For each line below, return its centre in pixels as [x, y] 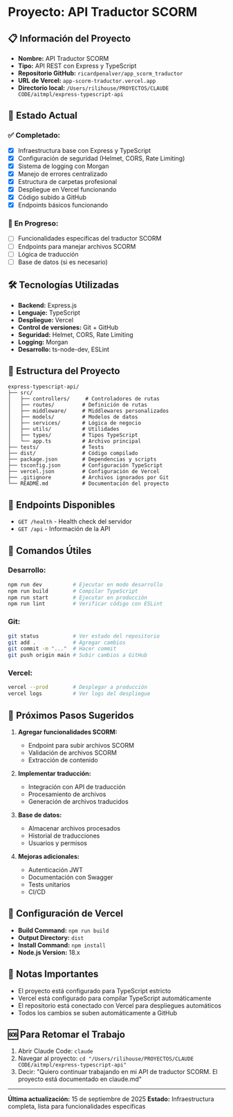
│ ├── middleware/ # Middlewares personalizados [88, 411]
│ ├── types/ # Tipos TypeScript [73, 435]
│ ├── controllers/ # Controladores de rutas [84, 399]
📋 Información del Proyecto [69, 38]
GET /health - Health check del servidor [75, 521]
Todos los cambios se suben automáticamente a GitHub [97, 1013]
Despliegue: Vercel [46, 320]
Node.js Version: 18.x [49, 952]
